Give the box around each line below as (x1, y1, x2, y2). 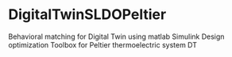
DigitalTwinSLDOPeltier (8, 6, 167, 24)
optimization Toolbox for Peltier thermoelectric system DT (8, 40, 197, 49)
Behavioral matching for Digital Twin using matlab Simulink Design (8, 32, 225, 41)
